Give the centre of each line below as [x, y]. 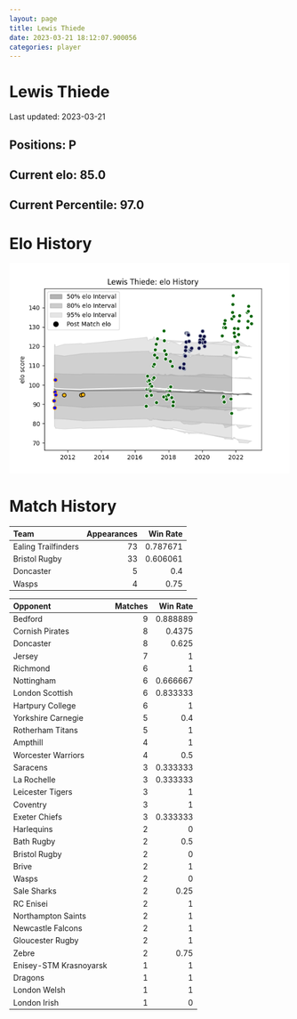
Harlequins [33, 829]
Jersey [25, 656]
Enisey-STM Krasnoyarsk [60, 965]
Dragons [28, 978]
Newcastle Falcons [48, 928]
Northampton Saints [50, 916]
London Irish [36, 1002]
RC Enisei [31, 903]
